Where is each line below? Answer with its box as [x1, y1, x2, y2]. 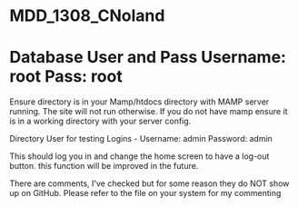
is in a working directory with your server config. [9, 115, 192, 127]
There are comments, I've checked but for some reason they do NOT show [9, 178, 290, 189]
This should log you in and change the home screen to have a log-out [9, 151, 270, 162]
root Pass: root [9, 66, 123, 87]
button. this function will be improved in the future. [9, 161, 199, 172]
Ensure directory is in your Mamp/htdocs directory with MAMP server [9, 96, 270, 107]
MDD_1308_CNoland [9, 5, 165, 26]
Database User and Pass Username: [9, 47, 286, 68]
